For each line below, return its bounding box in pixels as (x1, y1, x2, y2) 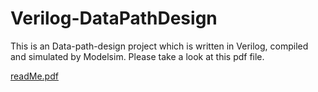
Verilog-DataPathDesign (10, 7, 218, 30)
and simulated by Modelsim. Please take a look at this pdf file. (10, 50, 265, 62)
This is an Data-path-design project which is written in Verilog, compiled (10, 40, 309, 52)
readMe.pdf (10, 70, 59, 82)
